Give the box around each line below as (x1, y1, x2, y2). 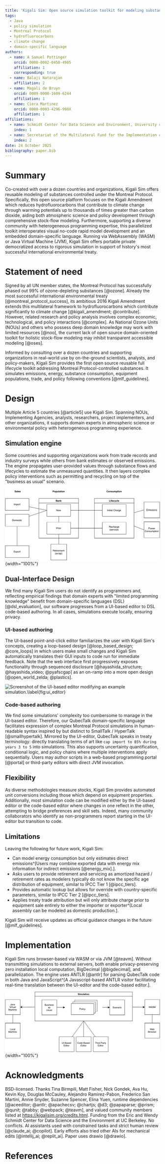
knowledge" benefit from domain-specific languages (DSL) (5, 598, 125, 604)
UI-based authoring (5, 626, 53, 633)
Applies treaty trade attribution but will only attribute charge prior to (12, 897, 149, 903)
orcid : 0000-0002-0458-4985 (14, 60, 71, 65)
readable (5, 728, 23, 734)
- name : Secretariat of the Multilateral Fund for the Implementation (9, 132, 157, 137)
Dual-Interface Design (5, 575, 75, 583)
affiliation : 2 (14, 81, 45, 86)
